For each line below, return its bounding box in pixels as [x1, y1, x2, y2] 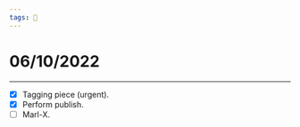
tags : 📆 [9, 12, 38, 22]
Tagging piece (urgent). [21, 89, 110, 99]
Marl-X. [21, 108, 51, 120]
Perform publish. [21, 99, 85, 109]
